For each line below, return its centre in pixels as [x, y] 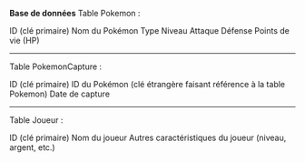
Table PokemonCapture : [56, 66]
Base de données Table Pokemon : [75, 13]
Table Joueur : [36, 120]
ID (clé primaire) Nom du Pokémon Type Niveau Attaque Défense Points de [150, 30]
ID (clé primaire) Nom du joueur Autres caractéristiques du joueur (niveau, [148, 137]
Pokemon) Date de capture [60, 94]
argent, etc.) [33, 147]
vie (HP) [25, 40]
